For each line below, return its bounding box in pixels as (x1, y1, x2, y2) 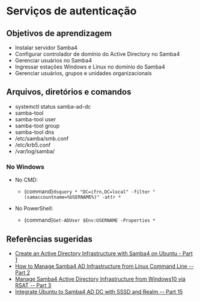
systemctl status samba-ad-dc (14, 103, 91, 110)
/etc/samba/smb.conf (14, 135, 69, 142)
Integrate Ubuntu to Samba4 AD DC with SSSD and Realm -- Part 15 (14, 288, 183, 295)
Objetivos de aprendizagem (6, 28, 112, 38)
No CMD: (14, 176, 38, 184)
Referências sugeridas (6, 234, 93, 244)
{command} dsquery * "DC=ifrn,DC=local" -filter (23, 188, 150, 195)
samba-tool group (14, 122, 60, 129)
